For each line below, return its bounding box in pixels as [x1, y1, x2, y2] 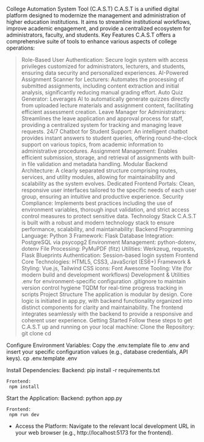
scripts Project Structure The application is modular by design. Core [21, 291, 192, 298]
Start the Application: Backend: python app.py [6, 395, 123, 402]
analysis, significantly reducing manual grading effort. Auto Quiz [21, 89, 183, 96]
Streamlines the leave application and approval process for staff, [21, 115, 184, 122]
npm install [9, 384, 40, 390]
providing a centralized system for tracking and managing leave [21, 121, 182, 128]
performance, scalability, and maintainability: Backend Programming [21, 226, 194, 232]
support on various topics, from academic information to [21, 141, 164, 148]
